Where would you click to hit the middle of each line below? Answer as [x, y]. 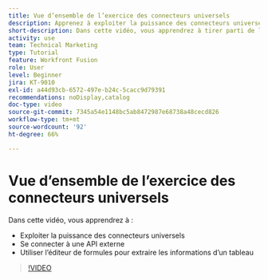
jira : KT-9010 [32, 82]
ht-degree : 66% [33, 134]
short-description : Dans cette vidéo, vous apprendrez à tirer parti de [132, 30]
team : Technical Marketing [53, 45]
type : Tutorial [33, 53]
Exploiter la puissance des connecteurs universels [102, 235]
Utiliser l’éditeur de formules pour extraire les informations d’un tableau [136, 252]
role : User [26, 68]
